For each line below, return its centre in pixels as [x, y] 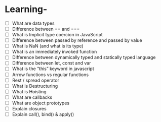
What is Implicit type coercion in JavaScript [57, 35]
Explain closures [29, 108]
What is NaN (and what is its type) [48, 46]
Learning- [26, 9]
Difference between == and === [46, 29]
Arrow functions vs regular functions [50, 75]
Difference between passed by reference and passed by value [77, 40]
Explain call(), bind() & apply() [43, 114]
